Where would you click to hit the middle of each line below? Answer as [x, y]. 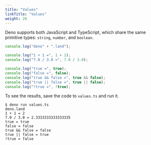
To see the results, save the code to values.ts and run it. [62, 96]
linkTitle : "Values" [26, 14]
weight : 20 [16, 18]
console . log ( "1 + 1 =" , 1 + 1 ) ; [38, 55]
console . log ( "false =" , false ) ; [38, 73]
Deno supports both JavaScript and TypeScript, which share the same [75, 33]
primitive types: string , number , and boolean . [49, 37]
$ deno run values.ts [27, 105]
